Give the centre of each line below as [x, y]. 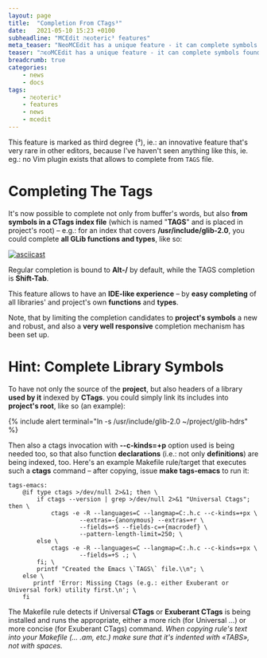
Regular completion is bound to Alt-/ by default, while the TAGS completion [132, 270]
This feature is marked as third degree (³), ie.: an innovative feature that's [128, 142]
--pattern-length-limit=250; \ [131, 534]
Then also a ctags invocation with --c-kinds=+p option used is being [122, 445]
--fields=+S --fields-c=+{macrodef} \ [143, 527]
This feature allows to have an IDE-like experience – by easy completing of [132, 294]
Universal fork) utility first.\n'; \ [72, 590]
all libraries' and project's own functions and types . [93, 302]
